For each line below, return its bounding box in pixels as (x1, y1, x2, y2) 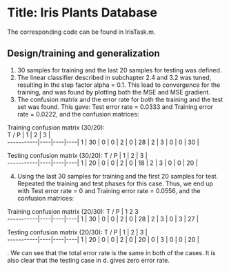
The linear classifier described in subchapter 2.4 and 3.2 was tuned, (17, 73, 212, 81)
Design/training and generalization (7, 48, 160, 59)
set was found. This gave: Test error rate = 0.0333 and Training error (17, 102, 214, 111)
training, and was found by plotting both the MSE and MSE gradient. (17, 88, 210, 96)
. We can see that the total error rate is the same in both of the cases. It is (7, 248, 216, 257)
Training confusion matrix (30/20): (7, 123, 105, 132)
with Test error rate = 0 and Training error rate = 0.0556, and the (17, 186, 201, 194)
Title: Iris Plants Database (7, 5, 157, 21)
